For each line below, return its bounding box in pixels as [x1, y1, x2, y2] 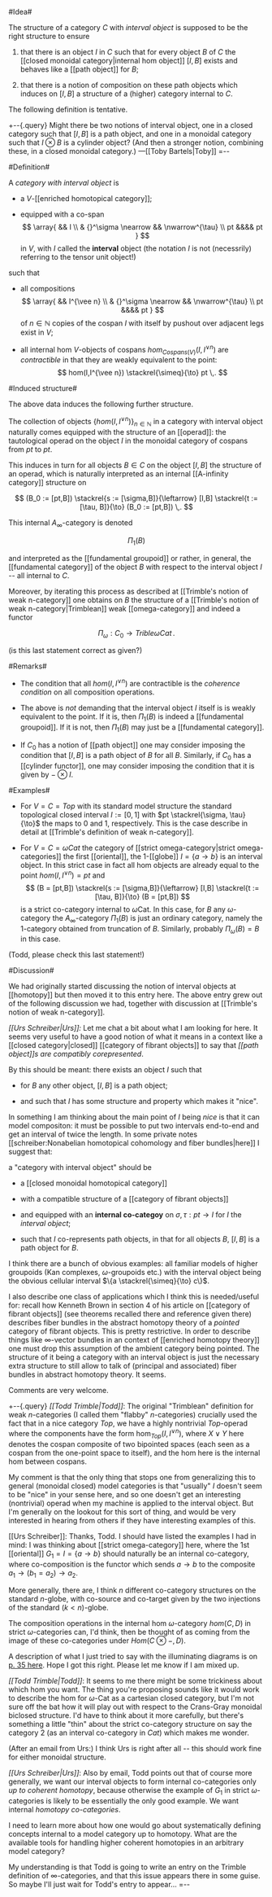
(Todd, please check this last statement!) [8, 950, 145, 960]
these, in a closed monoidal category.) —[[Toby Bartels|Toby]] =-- [8, 147, 230, 156]
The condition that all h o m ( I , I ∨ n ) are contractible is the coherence [19, 677, 240, 688]
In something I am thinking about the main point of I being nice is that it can [8, 1112, 260, 1122]
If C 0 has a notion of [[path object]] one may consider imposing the [19, 740, 246, 751]
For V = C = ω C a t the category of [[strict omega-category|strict [19, 843, 235, 853]
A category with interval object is [8, 178, 119, 187]
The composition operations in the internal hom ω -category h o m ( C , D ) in [8, 1619, 252, 1628]
